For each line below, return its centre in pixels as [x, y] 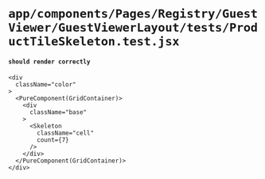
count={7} [53, 140]
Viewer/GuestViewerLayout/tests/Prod [133, 28]
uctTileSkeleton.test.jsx [94, 42]
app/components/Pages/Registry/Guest [133, 14]
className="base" [58, 112]
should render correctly [49, 62]
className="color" [46, 85]
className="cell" [65, 133]
